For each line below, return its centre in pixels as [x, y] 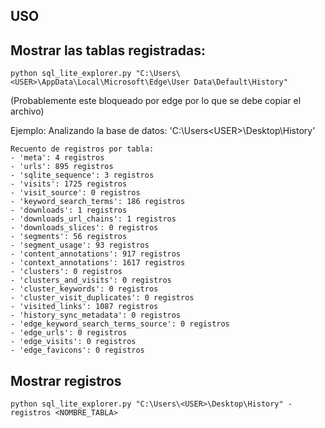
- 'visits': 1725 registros [69, 184]
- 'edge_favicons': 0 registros [77, 350]
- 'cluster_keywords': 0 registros [84, 289]
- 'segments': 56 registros [69, 237]
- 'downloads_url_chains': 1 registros [93, 219]
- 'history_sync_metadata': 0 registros [96, 315]
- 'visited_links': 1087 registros [84, 307]
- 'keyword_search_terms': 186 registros [98, 202]
